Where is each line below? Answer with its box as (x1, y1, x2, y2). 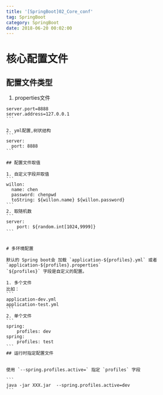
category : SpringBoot (6, 19, 59, 25)
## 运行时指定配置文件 (6, 350, 54, 357)
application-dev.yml (6, 297, 57, 302)
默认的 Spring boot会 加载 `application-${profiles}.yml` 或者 (6, 257, 158, 263)
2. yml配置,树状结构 (6, 128, 51, 134)
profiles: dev (16, 328, 51, 335)
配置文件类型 (6, 77, 53, 87)
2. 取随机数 (6, 209, 32, 215)
